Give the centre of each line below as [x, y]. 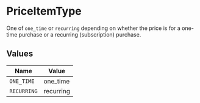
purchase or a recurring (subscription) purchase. [80, 34]
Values [20, 54]
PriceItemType [44, 11]
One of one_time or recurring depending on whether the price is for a [94, 28]
